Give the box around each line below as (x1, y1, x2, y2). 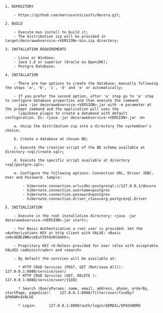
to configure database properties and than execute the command (5, 98, 139, 103)
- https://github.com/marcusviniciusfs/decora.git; (14, 13, 121, 18)
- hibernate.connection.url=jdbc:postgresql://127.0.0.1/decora (22, 184, 156, 188)
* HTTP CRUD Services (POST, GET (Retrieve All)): (18, 265, 123, 270)
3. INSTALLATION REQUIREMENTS (5, 47, 67, 52)
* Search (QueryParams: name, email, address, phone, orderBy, (18, 286, 150, 291)
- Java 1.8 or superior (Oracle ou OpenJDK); (14, 60, 108, 64)
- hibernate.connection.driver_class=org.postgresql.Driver (22, 196, 147, 201)
